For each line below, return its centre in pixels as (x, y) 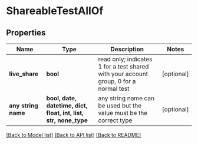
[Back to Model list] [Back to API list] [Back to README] (74, 135)
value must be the (123, 113)
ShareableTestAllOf (55, 11)
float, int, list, (65, 113)
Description (127, 49)
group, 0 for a (117, 81)
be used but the (120, 106)
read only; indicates (125, 59)
